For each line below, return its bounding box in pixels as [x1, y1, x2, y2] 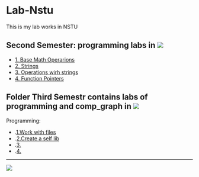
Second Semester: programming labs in [6, 40, 156, 50]
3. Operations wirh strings [14, 69, 79, 76]
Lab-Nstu [6, 4, 54, 17]
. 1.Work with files [14, 128, 56, 136]
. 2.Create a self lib [14, 134, 59, 142]
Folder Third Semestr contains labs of [6, 92, 148, 102]
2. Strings [14, 62, 38, 69]
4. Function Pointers [14, 75, 64, 82]
